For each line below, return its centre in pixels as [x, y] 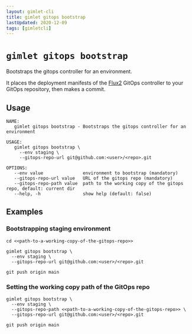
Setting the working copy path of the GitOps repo [78, 287]
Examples [25, 212]
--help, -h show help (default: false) [83, 194]
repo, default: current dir [41, 189]
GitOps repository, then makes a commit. [56, 89]
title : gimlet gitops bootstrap [46, 17]
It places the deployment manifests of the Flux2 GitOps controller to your [95, 83]
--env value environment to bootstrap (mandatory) [96, 173]
